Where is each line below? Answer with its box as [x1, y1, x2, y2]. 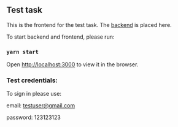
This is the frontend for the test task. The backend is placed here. [6, 21, 172, 28]
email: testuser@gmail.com [6, 102, 75, 109]
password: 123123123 [6, 114, 61, 121]
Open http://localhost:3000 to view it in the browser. [6, 61, 139, 68]
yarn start [6, 48, 39, 55]
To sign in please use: [6, 90, 61, 98]
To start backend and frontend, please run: [6, 33, 115, 40]
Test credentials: [6, 76, 58, 85]
